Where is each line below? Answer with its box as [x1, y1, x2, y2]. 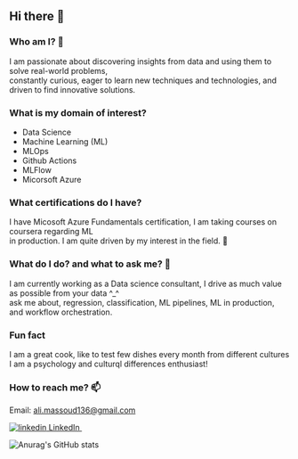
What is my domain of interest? [9, 106, 147, 119]
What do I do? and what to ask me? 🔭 [9, 258, 172, 270]
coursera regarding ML [9, 226, 93, 237]
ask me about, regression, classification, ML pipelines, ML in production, [9, 297, 275, 307]
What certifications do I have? [9, 196, 142, 209]
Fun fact [9, 329, 46, 341]
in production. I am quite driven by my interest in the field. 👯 [9, 235, 229, 246]
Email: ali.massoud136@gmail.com [9, 405, 136, 415]
